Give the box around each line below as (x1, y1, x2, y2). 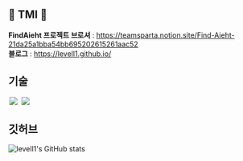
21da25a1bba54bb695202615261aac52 (8, 39, 138, 49)
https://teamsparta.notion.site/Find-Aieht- (96, 30, 235, 40)
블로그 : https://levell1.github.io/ (8, 49, 112, 58)
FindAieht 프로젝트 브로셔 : (8, 30, 95, 40)
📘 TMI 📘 (8, 8, 47, 22)
